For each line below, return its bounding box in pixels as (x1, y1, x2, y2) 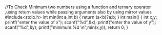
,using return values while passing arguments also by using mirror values (5, 9, 152, 15)
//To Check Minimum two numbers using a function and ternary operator (5, 4, 151, 10)
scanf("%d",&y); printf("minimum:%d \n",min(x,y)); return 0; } (5, 24, 128, 30)
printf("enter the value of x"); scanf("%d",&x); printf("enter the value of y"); (5, 19, 156, 25)
